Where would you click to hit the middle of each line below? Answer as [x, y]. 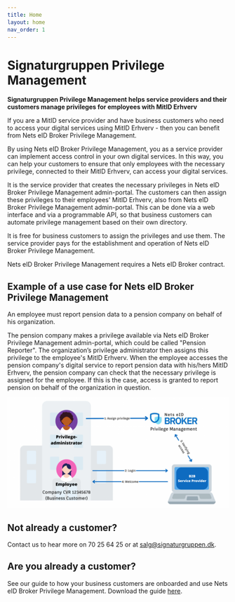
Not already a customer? [62, 527]
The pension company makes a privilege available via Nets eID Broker [108, 335]
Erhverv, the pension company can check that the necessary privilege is [112, 373]
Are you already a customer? [72, 567]
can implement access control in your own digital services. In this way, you [115, 156]
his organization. [31, 322]
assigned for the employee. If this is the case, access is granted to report [113, 380]
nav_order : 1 [26, 29]
